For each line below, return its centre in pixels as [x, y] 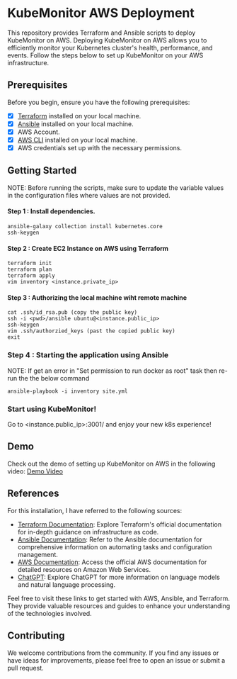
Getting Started [42, 170]
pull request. [25, 668]
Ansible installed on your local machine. [76, 124]
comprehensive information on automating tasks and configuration [115, 546]
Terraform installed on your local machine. [79, 116]
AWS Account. [39, 132]
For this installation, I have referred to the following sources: [95, 510]
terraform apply [31, 276]
